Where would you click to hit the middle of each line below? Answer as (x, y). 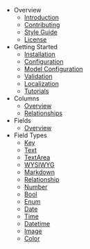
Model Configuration (53, 69)
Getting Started (35, 47)
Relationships (43, 113)
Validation (38, 76)
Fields (22, 120)
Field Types (30, 135)
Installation (39, 54)
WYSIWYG (39, 165)
